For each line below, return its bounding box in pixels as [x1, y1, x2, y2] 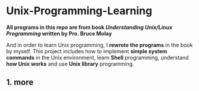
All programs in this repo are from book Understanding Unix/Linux [6, 24, 173, 31]
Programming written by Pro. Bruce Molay [6, 30, 112, 37]
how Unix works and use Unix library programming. [6, 60, 135, 67]
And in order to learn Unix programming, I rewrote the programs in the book [6, 41, 193, 48]
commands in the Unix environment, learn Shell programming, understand [6, 54, 189, 61]
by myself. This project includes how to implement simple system [6, 47, 168, 54]
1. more [6, 77, 34, 87]
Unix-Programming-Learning [6, 4, 153, 18]
